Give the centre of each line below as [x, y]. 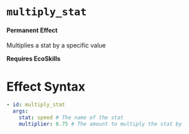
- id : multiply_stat [36, 105]
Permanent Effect [32, 30]
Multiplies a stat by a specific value [56, 45]
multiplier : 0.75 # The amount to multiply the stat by [101, 124]
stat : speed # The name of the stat [71, 118]
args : [21, 111]
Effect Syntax [46, 86]
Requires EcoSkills [34, 59]
